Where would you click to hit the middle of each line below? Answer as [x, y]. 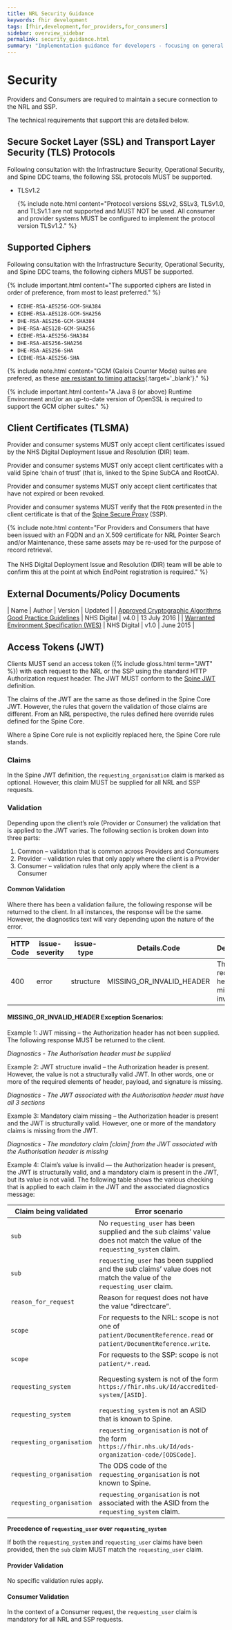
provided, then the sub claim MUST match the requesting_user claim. [105, 1549]
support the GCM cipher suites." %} [58, 406]
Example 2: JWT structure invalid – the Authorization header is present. [108, 1067]
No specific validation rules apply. [55, 1581]
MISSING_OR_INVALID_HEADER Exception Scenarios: [85, 1017]
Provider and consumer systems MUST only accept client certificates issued [116, 445]
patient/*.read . [125, 1364]
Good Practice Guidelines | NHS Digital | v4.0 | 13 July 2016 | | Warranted [111, 618]
